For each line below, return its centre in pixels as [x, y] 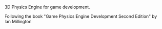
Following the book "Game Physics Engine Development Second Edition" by [81, 16]
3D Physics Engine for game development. [47, 7]
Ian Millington [18, 22]
